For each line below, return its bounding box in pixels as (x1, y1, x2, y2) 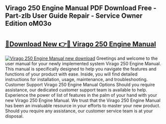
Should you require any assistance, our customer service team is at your (5, 108, 153, 114)
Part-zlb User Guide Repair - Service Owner (5, 12, 143, 20)
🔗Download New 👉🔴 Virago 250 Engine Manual (5, 40, 156, 48)
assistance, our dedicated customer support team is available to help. (5, 87, 148, 93)
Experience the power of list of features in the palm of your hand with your (5, 92, 158, 98)
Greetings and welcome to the (96, 55, 158, 61)
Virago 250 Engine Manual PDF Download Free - (5, 4, 157, 12)
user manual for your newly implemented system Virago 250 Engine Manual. (5, 61, 161, 66)
